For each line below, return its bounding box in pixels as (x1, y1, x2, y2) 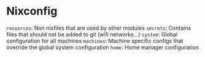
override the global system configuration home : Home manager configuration (6, 44, 199, 51)
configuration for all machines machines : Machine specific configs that (6, 37, 184, 44)
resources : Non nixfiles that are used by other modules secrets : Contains (6, 24, 191, 32)
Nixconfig (6, 4, 58, 18)
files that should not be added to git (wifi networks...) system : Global (6, 30, 178, 38)
